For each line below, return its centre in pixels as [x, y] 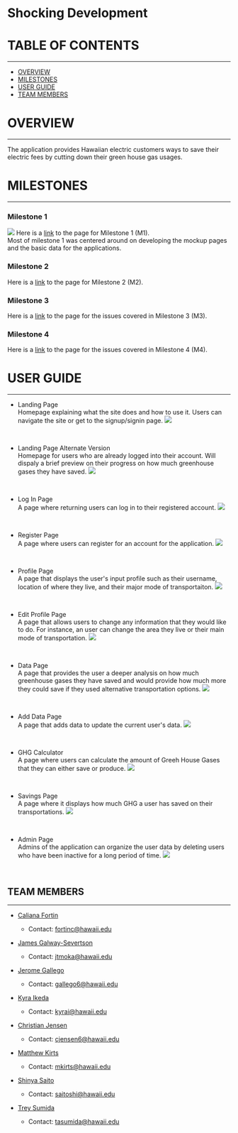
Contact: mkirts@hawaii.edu [69, 1066]
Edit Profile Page [42, 615]
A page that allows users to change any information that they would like [122, 622]
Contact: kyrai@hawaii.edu [68, 1011]
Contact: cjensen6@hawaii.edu [74, 1039]
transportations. [41, 812]
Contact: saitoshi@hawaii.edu [72, 1094]
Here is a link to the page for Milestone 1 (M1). [83, 233]
